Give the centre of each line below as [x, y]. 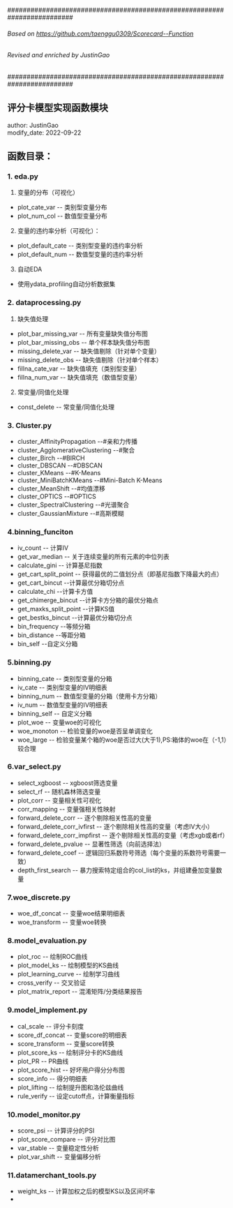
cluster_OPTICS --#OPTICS [57, 496]
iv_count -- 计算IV [43, 548]
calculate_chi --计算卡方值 [55, 592]
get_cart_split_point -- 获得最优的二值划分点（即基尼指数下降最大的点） [120, 574]
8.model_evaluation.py [47, 941]
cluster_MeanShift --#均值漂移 [61, 489]
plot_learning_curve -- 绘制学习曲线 [68, 974]
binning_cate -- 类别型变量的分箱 [65, 678]
